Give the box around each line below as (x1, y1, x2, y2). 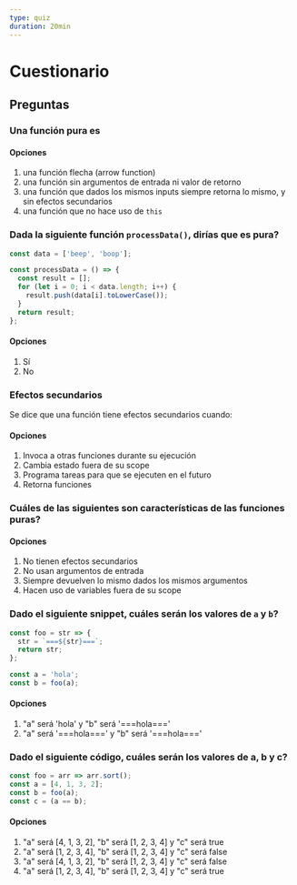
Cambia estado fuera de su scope (22, 460, 150, 471)
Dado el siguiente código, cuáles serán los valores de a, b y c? (9, 751, 288, 763)
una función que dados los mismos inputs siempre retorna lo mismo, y (22, 186, 286, 197)
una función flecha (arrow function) (22, 167, 156, 178)
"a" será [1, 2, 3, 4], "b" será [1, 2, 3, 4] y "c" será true (22, 866, 224, 877)
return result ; (17, 307, 75, 317)
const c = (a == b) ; (9, 797, 88, 806)
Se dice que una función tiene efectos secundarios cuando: (9, 409, 233, 419)
